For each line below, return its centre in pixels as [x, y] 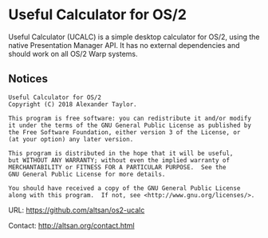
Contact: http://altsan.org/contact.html [71, 225]
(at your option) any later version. [71, 139]
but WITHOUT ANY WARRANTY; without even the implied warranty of [119, 160]
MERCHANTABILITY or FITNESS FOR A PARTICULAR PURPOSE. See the [117, 167]
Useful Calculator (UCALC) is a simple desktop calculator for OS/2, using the [134, 37]
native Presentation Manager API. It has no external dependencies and [124, 45]
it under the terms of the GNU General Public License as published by [130, 125]
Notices [28, 79]
